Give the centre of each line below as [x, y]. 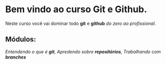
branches [16, 57]
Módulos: [21, 39]
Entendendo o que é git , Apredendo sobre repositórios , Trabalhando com [83, 51]
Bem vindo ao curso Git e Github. [76, 9]
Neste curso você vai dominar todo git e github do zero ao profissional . [81, 23]
